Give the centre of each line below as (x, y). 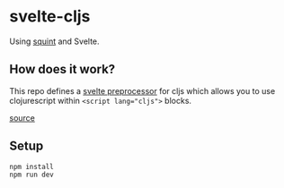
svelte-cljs (50, 17)
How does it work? (62, 69)
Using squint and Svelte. (55, 41)
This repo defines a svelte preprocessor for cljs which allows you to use (142, 90)
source (22, 117)
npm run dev (31, 175)
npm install (31, 167)
